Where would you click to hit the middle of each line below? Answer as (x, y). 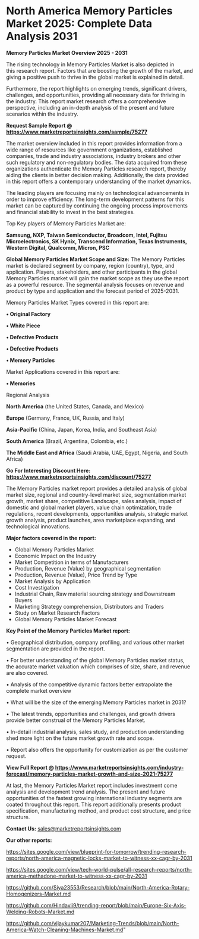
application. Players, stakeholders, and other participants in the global (91, 272)
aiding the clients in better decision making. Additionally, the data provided (97, 175)
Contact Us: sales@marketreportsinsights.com (64, 828)
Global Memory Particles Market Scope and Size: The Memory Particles (96, 259)
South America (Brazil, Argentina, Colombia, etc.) (67, 441)
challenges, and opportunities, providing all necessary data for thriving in (96, 95)
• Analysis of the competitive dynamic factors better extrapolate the (89, 684)
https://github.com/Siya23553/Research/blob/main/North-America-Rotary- (98, 887)
